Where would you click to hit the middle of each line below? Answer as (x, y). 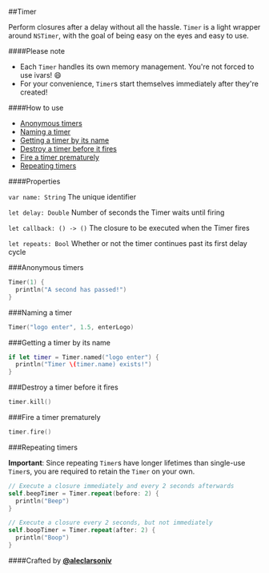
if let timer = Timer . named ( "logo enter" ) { (84, 357)
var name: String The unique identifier (72, 197)
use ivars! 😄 (40, 75)
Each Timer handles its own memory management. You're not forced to (137, 67)
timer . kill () (30, 402)
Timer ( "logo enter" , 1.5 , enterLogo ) (71, 327)
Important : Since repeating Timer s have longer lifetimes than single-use (127, 462)
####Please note (37, 51)
